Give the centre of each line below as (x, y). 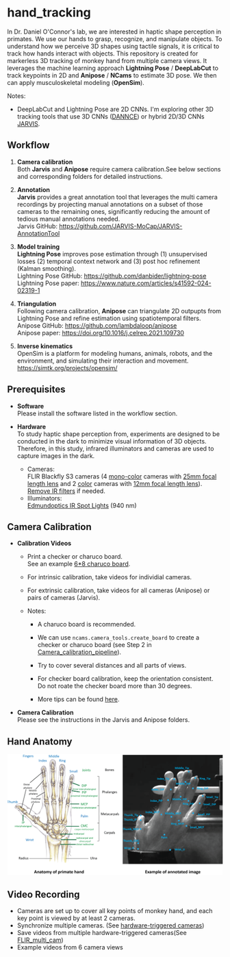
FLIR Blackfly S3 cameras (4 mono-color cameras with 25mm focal (122, 476)
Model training (38, 246)
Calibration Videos (44, 544)
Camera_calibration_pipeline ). (79, 652)
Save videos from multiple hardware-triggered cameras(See (102, 933)
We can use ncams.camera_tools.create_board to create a (118, 638)
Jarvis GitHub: (37, 226)
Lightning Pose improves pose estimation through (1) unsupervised (112, 254)
